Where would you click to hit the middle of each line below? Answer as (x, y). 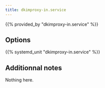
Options (18, 40)
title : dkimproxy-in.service (36, 10)
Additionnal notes (34, 68)
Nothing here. (19, 80)
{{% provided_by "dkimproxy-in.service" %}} (52, 24)
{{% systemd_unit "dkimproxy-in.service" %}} (53, 52)
